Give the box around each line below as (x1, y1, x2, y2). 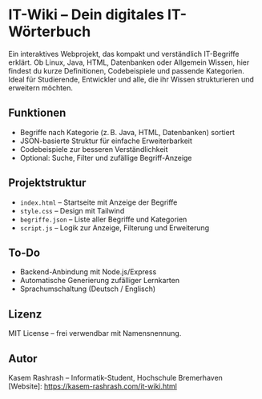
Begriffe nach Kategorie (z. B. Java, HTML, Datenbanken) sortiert (19, 127, 235, 137)
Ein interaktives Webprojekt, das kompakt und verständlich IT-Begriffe (8, 49, 240, 58)
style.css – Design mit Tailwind (19, 205, 125, 215)
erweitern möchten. (8, 82, 74, 93)
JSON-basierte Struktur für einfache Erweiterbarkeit (19, 136, 192, 146)
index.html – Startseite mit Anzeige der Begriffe (19, 198, 178, 207)
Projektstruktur (8, 176, 87, 190)
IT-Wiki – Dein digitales (8, 6, 164, 24)
